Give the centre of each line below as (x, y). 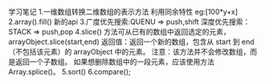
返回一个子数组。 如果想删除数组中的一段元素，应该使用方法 (114, 62)
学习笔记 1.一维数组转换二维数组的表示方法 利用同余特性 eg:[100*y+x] (123, 12)
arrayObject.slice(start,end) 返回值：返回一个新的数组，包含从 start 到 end (131, 42)
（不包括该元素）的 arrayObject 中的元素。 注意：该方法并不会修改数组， (129, 52)
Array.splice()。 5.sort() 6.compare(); (69, 72)
